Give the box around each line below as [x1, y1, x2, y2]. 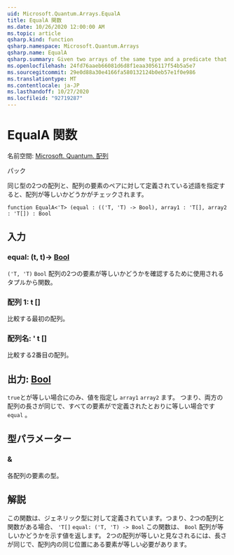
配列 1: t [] [7, 297, 41, 307]
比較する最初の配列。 [7, 314, 69, 323]
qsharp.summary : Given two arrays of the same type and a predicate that [7, 56, 228, 63]
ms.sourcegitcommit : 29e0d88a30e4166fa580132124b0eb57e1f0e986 [7, 69, 196, 76]
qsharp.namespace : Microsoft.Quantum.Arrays [7, 43, 139, 50]
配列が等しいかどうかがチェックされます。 [25, 190, 149, 198]
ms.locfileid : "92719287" [7, 95, 83, 102]
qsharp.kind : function [7, 36, 74, 43]
